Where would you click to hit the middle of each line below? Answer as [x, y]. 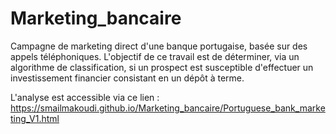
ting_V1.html [35, 118]
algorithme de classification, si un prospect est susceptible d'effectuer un [162, 67]
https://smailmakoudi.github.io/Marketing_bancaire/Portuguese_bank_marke [168, 108]
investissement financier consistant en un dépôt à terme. [127, 78]
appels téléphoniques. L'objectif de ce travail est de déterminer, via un [155, 56]
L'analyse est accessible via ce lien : [85, 97]
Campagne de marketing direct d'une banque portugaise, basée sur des [159, 46]
